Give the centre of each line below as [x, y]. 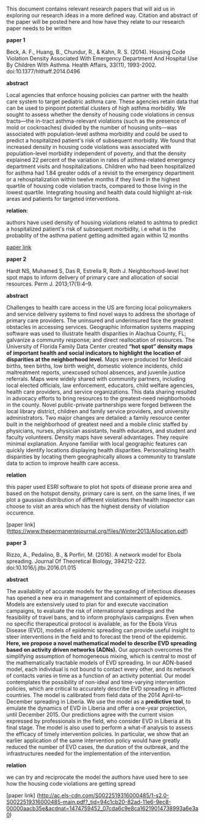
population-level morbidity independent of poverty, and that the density [96, 153]
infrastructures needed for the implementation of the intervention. [89, 754]
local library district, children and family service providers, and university [98, 411]
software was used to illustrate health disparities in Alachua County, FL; [96, 333]
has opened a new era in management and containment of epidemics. [94, 598]
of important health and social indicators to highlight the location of [94, 353]
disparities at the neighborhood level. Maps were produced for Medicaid [99, 359]
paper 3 [16, 543]
